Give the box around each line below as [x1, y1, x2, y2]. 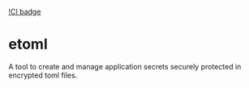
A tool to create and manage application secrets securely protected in [8, 61, 242, 71]
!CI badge [8, 7, 41, 16]
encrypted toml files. [8, 70, 78, 80]
